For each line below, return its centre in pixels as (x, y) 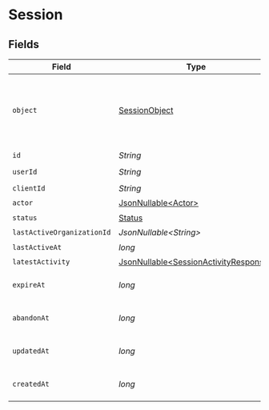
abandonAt (31, 318)
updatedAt (31, 351)
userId (25, 171)
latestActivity (41, 262)
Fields (24, 44)
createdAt (31, 384)
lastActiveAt (37, 247)
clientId (29, 188)
